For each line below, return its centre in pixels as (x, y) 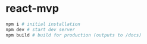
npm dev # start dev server (40, 29)
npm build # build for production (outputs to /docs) (74, 35)
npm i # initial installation (43, 24)
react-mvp (32, 9)
